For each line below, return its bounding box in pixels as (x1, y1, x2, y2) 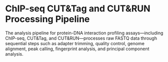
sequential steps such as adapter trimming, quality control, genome (5, 40, 144, 46)
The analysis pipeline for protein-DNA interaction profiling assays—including (5, 30, 163, 36)
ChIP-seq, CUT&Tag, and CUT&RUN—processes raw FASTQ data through (5, 35, 157, 41)
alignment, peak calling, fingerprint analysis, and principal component (5, 46, 149, 52)
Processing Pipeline (5, 13, 90, 25)
